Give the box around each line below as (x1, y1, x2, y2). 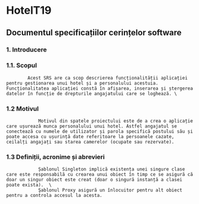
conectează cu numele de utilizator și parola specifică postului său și (6, 129, 194, 135)
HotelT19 (6, 4, 52, 17)
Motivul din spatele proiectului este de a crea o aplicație (38, 118, 194, 124)
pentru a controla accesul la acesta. (6, 193, 102, 199)
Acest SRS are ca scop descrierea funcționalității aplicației (27, 75, 188, 81)
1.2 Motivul (6, 104, 39, 112)
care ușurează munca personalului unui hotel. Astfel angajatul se (6, 123, 178, 129)
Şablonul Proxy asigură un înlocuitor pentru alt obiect (38, 187, 183, 193)
